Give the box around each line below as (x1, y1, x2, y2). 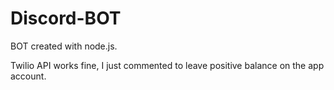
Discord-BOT (10, 7, 122, 30)
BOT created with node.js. (10, 40, 118, 52)
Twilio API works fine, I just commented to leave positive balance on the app (10, 59, 325, 71)
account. (10, 70, 47, 82)
